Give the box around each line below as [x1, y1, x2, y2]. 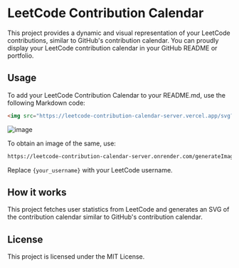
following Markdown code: [7, 98, 85, 107]
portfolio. [7, 51, 34, 60]
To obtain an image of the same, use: [7, 139, 116, 148]
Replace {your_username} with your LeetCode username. [7, 165, 173, 174]
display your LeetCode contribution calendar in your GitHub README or [7, 43, 218, 52]
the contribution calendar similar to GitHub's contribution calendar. [7, 212, 203, 222]
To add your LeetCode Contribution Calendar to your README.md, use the [7, 91, 226, 99]
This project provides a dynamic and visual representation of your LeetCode [7, 29, 230, 37]
